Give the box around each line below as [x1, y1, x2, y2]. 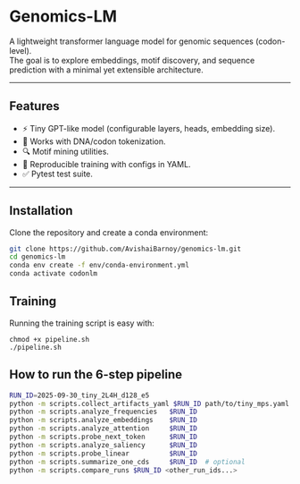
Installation [9, 203, 73, 218]
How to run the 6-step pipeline [9, 367, 183, 382]
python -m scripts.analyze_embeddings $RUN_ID [9, 416, 198, 425]
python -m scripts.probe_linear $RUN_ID [9, 449, 198, 458]
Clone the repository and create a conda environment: [9, 226, 209, 238]
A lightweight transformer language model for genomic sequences [9, 36, 254, 47]
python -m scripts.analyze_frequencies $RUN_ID [9, 407, 198, 417]
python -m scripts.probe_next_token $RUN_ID [9, 432, 198, 442]
